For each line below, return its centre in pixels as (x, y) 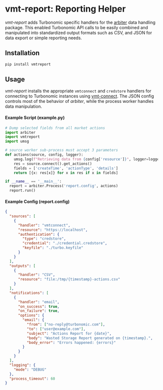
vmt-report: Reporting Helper (65, 9)
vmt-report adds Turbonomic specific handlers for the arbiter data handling (80, 22)
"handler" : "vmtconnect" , (44, 225)
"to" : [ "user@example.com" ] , (56, 329)
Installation (22, 53)
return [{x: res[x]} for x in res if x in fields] (66, 173)
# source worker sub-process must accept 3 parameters (62, 150)
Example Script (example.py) (35, 118)
